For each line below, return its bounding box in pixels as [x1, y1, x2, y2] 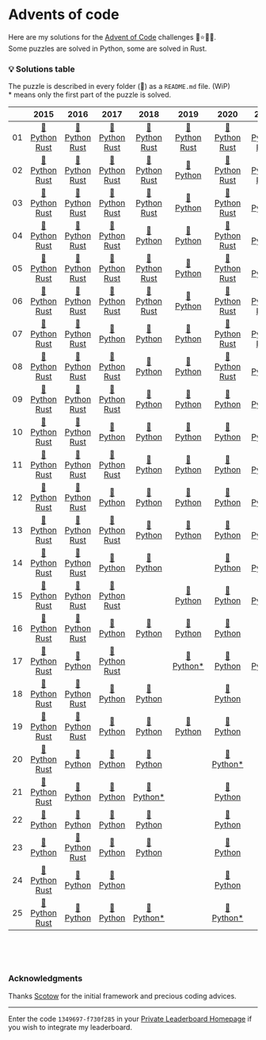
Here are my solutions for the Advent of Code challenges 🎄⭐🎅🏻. [8, 32, 216, 41]
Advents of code [8, 6, 120, 24]
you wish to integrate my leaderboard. [8, 1022, 133, 1032]
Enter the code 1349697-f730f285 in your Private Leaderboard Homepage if [8, 1014, 252, 1023]
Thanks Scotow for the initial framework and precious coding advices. [8, 991, 237, 1000]
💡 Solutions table [8, 63, 75, 75]
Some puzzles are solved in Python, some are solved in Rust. [8, 44, 207, 53]
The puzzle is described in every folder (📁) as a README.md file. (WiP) [8, 82, 231, 91]
